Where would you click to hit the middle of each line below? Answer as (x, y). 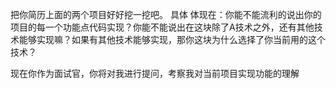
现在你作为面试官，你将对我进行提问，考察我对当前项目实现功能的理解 (155, 73)
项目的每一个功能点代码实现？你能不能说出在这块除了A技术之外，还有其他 (162, 27)
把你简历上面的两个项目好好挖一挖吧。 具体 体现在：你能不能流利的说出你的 (166, 14)
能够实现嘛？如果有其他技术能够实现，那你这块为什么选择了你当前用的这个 (172, 39)
